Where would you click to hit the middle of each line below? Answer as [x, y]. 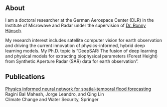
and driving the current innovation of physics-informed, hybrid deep [75, 45]
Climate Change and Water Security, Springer [52, 99]
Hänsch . [14, 30]
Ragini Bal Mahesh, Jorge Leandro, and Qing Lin [55, 94]
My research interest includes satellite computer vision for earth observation [83, 40]
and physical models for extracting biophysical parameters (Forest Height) [82, 56]
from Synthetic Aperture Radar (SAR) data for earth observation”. [72, 61]
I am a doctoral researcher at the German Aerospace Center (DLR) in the [80, 20]
